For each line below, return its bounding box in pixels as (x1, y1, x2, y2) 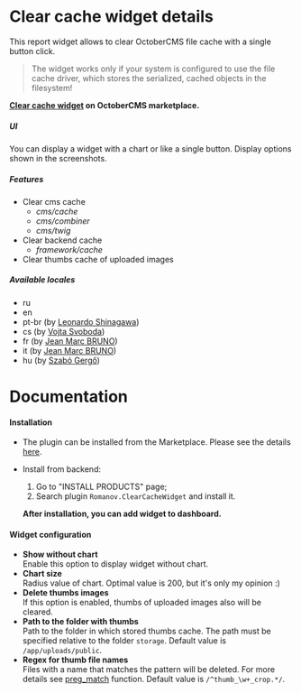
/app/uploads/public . (22, 645, 102, 656)
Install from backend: (22, 464, 102, 475)
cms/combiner (35, 215, 90, 226)
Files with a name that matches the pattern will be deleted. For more (22, 664, 276, 675)
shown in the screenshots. (9, 152, 107, 163)
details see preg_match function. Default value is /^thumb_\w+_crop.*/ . (22, 674, 286, 685)
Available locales (9, 274, 76, 285)
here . (22, 447, 42, 457)
